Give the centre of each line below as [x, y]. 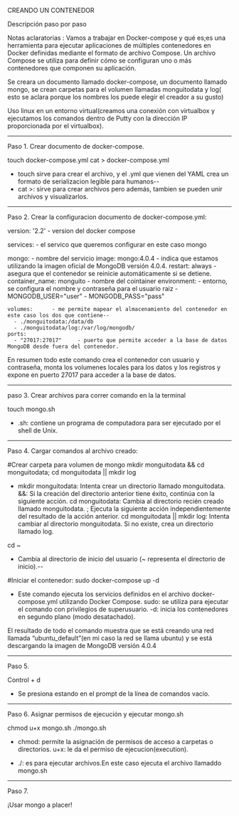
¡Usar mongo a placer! [40, 805]
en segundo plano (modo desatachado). [76, 617]
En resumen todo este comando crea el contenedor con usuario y [103, 360]
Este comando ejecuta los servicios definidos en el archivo [104, 594]
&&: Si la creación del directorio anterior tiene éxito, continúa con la [116, 493]
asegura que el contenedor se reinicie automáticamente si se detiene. [110, 274]
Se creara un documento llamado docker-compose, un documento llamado [117, 82]
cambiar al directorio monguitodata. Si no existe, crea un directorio [115, 524]
